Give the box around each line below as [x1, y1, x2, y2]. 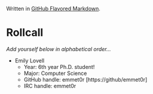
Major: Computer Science [23, 70, 87, 77]
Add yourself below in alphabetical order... [6, 45, 112, 52]
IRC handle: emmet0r [23, 82, 76, 89]
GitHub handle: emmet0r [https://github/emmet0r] [23, 76, 148, 83]
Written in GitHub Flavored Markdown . [6, 5, 100, 12]
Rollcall [6, 26, 44, 39]
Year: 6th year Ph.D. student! [23, 63, 95, 70]
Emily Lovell [14, 57, 45, 64]
